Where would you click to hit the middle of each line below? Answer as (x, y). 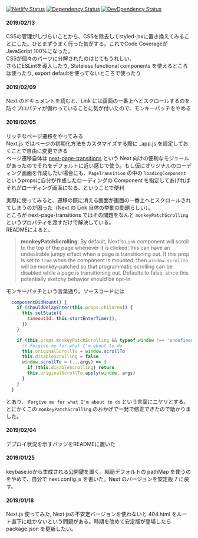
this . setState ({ (42, 313)
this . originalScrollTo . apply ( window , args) (81, 373)
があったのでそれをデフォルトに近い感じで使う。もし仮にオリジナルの (91, 166)
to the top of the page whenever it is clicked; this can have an (95, 247)
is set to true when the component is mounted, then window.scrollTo (104, 260)
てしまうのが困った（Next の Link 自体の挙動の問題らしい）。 (80, 207)
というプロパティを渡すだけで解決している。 (60, 222)
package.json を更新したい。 (41, 529)
